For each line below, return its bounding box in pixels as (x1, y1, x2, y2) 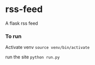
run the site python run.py (5, 54, 60, 60)
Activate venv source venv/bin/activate (5, 44, 90, 50)
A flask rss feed (5, 20, 38, 26)
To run (5, 33, 22, 40)
